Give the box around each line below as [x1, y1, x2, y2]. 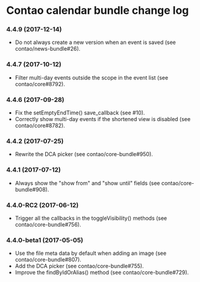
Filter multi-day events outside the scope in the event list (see [14, 74, 169, 81]
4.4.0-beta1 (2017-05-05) [6, 236, 84, 244]
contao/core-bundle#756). [14, 221, 81, 228]
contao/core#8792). [14, 80, 65, 87]
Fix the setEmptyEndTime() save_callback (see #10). [14, 109, 145, 116]
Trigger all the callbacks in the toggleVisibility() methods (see [14, 215, 167, 222]
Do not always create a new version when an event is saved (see [14, 39, 176, 46]
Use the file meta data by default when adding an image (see [14, 249, 167, 257]
